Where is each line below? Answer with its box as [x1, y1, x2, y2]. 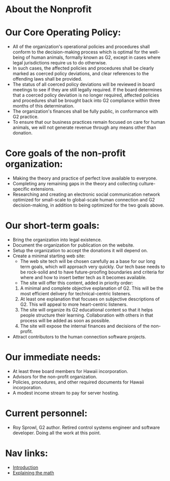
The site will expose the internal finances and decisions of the [20, 323, 150, 329]
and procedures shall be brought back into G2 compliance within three [12, 97, 160, 104]
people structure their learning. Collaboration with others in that [20, 312, 153, 318]
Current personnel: [5, 407, 88, 419]
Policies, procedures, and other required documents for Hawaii [12, 379, 145, 385]
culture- [139, 181, 156, 187]
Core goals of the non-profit [5, 148, 126, 159]
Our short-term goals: [5, 220, 100, 231]
